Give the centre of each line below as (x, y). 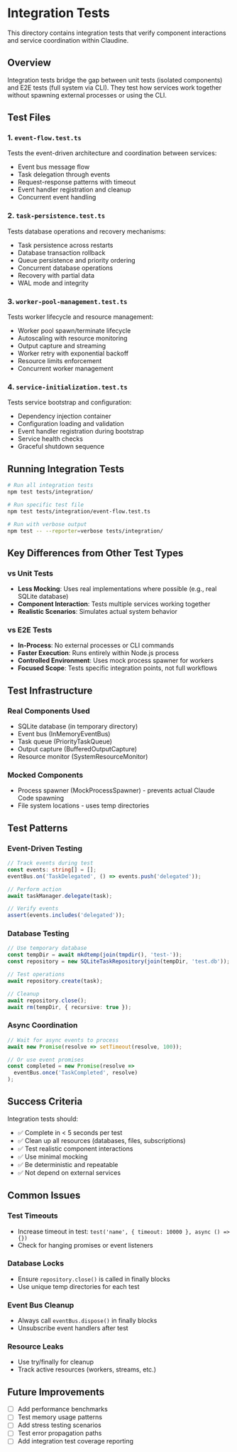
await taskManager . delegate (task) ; (60, 896)
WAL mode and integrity (53, 283)
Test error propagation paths (60, 1433)
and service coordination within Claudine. (68, 40)
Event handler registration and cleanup (74, 189)
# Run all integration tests (50, 486)
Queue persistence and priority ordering (77, 260)
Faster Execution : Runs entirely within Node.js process (98, 653)
